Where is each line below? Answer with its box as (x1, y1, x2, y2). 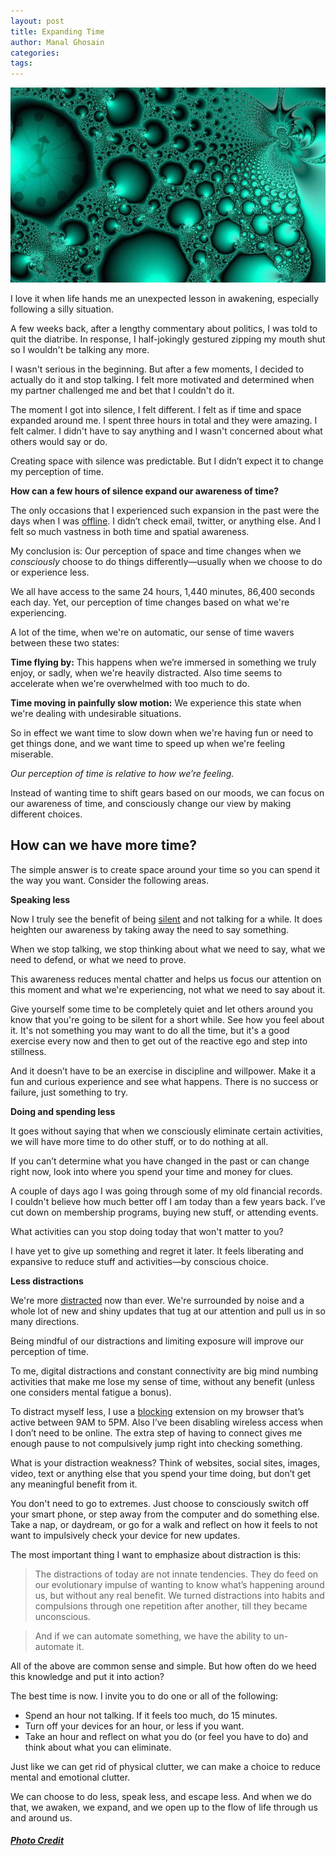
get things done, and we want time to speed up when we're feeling (10, 737, 286, 749)
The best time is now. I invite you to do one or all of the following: (10, 1690, 279, 1702)
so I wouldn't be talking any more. (10, 343, 150, 355)
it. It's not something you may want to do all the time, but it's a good (10, 1024, 290, 1036)
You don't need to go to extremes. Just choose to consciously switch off (10, 1497, 310, 1509)
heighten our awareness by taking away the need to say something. (10, 923, 290, 935)
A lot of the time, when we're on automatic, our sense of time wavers (10, 626, 295, 638)
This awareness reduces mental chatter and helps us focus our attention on (10, 973, 322, 985)
